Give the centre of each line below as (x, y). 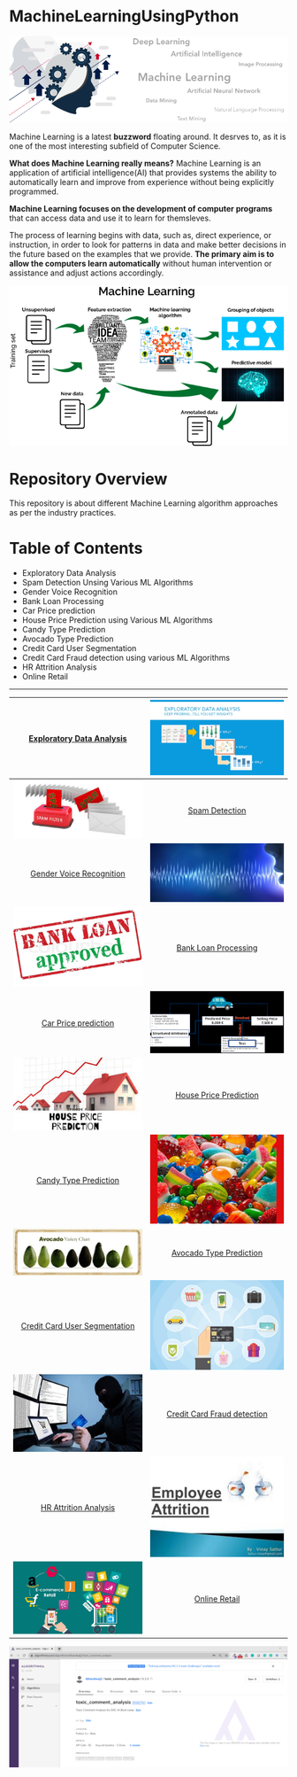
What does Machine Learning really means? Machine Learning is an (135, 163)
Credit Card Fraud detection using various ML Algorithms (126, 658)
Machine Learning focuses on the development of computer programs (141, 209)
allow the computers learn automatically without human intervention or (141, 264)
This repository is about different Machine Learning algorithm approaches (144, 503)
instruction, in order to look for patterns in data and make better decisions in (148, 244)
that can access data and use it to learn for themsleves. (110, 218)
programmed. (34, 191)
